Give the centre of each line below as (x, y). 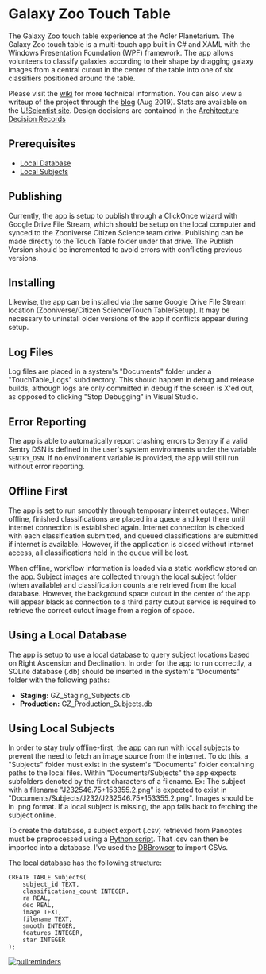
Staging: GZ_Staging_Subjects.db (75, 695)
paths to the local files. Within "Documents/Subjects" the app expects (122, 773)
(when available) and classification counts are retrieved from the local (122, 584)
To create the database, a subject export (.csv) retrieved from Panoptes (125, 831)
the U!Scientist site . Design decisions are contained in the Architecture (124, 110)
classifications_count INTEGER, (76, 891)
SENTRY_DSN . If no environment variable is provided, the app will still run (124, 458)
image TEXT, (42, 912)
